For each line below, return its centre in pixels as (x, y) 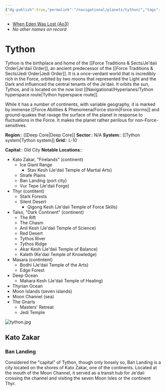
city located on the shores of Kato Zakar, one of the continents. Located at (81, 368)
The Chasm (31, 223)
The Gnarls (24, 302)
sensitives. (16, 125)
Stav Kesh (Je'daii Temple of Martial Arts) (70, 170)
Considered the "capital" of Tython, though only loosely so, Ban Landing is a (83, 362)
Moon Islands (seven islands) (42, 291)
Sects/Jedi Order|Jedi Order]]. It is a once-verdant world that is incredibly (81, 73)
